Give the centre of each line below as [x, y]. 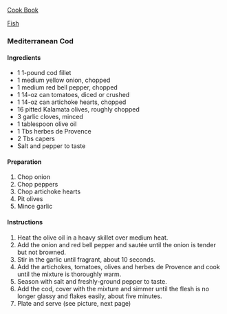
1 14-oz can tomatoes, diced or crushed [73, 95]
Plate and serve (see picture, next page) [74, 303]
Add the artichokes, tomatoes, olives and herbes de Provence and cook [118, 266]
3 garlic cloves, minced [50, 117]
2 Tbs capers [36, 139]
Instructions [25, 222]
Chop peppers [37, 185]
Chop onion [33, 177]
